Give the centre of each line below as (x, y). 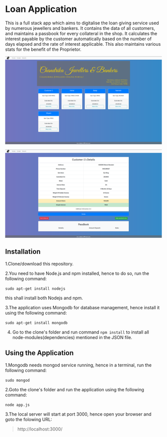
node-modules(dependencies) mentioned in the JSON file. (72, 337)
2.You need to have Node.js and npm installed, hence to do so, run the (77, 273)
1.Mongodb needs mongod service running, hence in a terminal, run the (78, 365)
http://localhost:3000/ (40, 429)
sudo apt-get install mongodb (37, 323)
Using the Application (40, 353)
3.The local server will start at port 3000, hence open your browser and (78, 414)
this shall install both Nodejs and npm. (44, 298)
